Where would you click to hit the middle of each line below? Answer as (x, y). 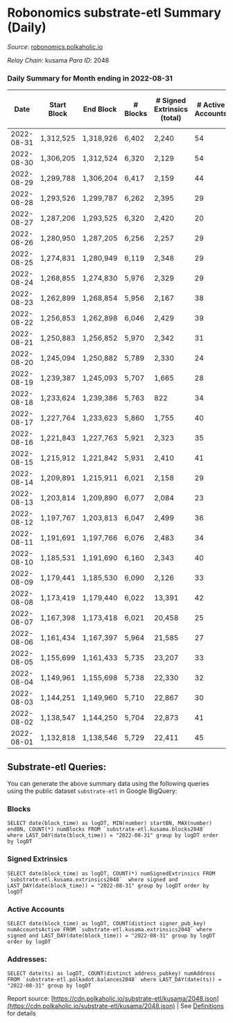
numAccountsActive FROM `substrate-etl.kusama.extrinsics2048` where (110, 929)
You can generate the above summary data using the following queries (108, 784)
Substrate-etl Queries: (57, 767)
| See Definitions (200, 1006)
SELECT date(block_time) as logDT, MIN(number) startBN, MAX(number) (110, 824)
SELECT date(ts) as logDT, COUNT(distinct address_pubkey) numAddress (111, 974)
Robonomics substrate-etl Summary (114, 13)
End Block (100, 109)
